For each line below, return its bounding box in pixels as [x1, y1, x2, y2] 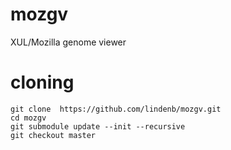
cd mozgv [10, 113, 47, 123]
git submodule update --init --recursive [10, 121, 186, 132]
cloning [10, 71, 75, 94]
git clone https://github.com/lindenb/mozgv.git [10, 104, 222, 114]
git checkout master [10, 130, 97, 140]
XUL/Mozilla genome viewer [10, 36, 127, 48]
